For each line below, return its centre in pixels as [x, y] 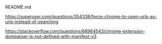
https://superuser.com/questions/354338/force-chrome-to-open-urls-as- [81, 16]
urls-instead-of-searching [32, 22]
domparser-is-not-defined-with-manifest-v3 [51, 36]
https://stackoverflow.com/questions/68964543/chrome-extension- [75, 31]
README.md [18, 7]
